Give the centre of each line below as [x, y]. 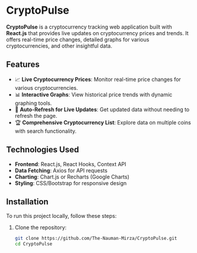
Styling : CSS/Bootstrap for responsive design [71, 183]
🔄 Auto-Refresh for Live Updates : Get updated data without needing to [102, 109]
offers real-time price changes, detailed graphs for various [78, 39]
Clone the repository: [41, 227]
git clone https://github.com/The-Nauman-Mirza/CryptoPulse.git [96, 239]
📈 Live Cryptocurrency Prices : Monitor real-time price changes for [98, 79]
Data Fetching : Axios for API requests [61, 170]
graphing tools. [33, 103]
